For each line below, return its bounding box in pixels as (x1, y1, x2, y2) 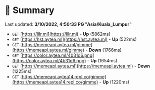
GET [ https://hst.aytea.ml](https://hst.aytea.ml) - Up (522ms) (12, 36, 137, 42)
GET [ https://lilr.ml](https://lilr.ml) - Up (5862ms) (12, 31, 111, 37)
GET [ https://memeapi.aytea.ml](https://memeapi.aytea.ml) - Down (12, 63, 150, 69)
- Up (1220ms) (99, 79, 130, 85)
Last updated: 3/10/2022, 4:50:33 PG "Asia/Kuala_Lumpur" (5, 21, 132, 27)
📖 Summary (5, 5, 55, 16)
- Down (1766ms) (85, 47, 122, 53)
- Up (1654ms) (87, 57, 118, 63)
